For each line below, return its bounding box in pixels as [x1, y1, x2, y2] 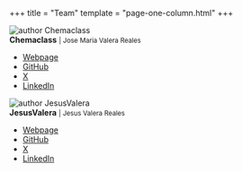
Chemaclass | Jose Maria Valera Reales [9, 35, 141, 45]
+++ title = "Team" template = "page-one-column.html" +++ [9, 8, 234, 18]
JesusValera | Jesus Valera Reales [9, 107, 126, 117]
